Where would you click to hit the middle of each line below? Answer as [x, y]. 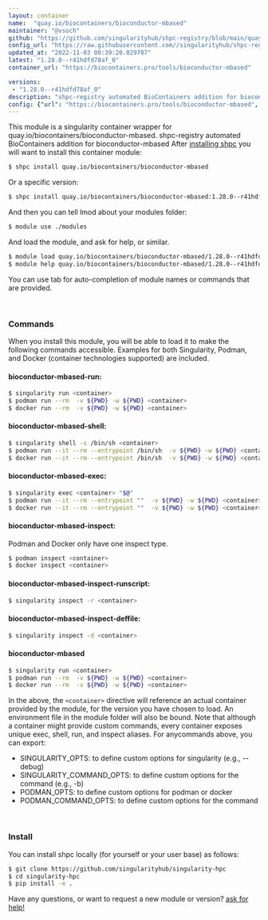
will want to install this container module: [75, 152]
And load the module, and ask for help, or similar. [89, 242]
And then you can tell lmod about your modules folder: [98, 212]
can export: [27, 743]
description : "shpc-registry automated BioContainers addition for [123, 97]
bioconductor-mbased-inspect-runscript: [79, 583]
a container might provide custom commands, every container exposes [125, 726]
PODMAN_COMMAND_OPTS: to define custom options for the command [139, 801]
